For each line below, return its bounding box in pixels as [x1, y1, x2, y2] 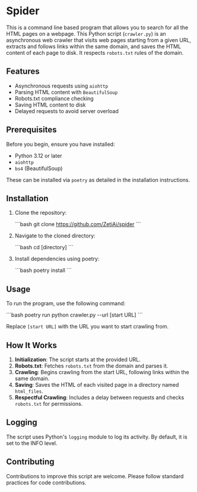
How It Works [6, 340, 58, 350]
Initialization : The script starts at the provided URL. [14, 356, 141, 363]
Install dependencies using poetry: [14, 255, 100, 262]
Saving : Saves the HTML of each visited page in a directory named [14, 381, 179, 388]
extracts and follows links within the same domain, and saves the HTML [6, 43, 182, 50]
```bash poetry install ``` [14, 267, 72, 274]
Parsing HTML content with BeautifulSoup [14, 88, 118, 96]
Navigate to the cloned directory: [14, 232, 96, 239]
